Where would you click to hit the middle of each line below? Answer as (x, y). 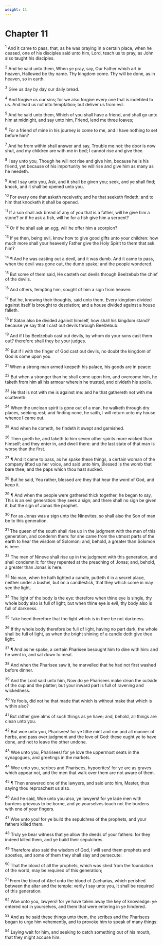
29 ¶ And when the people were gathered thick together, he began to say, (79, 495)
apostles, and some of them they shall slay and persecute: (63, 855)
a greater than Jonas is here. (34, 567)
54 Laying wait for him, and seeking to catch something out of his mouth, (78, 932)
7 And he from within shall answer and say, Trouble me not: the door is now (80, 145)
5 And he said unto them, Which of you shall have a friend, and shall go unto (81, 114)
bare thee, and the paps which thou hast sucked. (54, 469)
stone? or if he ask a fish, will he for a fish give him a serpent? (67, 218)
